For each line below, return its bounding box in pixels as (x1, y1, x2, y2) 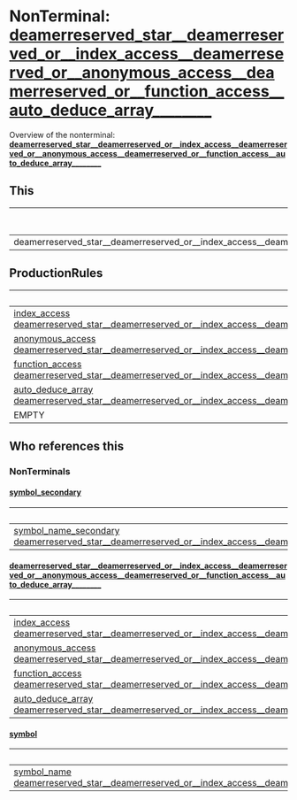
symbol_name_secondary (13, 525, 120, 537)
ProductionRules (9, 265, 103, 281)
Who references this (9, 438, 125, 453)
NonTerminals (9, 465, 71, 477)
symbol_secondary (9, 487, 82, 497)
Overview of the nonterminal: (9, 129, 116, 140)
